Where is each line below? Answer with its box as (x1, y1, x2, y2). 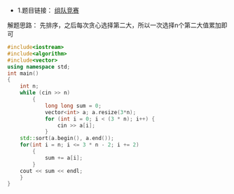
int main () (7, 69, 39, 77)
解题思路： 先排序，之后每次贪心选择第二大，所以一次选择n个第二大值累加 (7, 21, 222, 29)
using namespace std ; (7, 63, 71, 70)
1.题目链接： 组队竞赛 (17, 6, 79, 14)
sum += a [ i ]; (44, 154, 83, 161)
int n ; (20, 83, 39, 90)
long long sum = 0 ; (44, 102, 102, 109)
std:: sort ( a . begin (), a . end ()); (20, 135, 114, 142)
